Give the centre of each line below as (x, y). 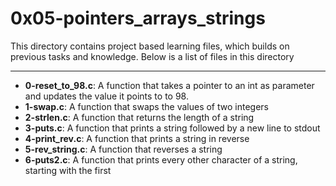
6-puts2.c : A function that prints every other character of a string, (161, 159)
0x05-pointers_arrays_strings (138, 18)
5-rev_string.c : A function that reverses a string (123, 149)
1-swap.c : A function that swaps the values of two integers (146, 106)
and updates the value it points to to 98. (106, 96)
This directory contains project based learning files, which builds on (150, 46)
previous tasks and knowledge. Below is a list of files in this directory (152, 56)
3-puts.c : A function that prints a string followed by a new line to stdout (172, 128)
